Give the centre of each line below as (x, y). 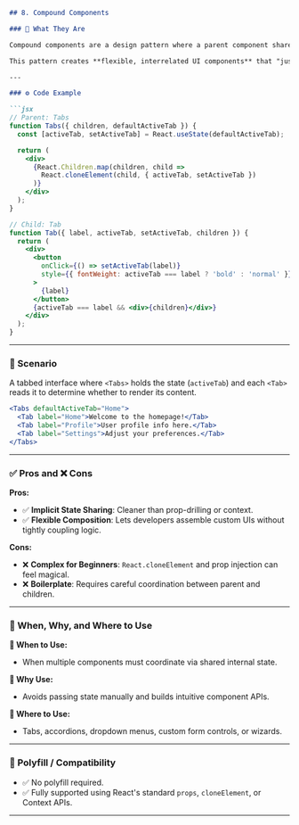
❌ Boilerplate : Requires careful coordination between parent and (141, 583)
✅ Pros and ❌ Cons (51, 473)
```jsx (21, 110)
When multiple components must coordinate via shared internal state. (149, 662)
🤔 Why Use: (31, 680)
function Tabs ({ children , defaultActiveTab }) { (103, 126)
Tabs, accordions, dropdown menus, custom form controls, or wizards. (152, 731)
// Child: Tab (36, 224)
